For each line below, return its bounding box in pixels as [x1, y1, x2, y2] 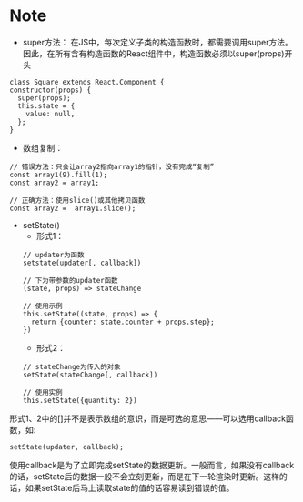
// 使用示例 [22, 301, 63, 310]
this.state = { [17, 101, 76, 110]
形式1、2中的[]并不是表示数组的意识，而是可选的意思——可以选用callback [9, 413, 287, 424]
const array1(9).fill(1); [9, 170, 107, 179]
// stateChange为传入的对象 [22, 362, 121, 371]
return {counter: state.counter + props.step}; [31, 317, 216, 326]
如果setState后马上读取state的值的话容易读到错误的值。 [25, 482, 235, 493]
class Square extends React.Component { [9, 77, 166, 86]
